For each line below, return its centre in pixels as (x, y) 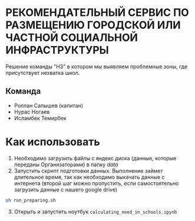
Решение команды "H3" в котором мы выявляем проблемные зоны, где (97, 66)
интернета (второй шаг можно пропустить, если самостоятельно (96, 183)
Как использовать (53, 142)
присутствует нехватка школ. (43, 72)
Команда (23, 91)
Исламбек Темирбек (40, 118)
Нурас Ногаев (32, 111)
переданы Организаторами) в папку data (66, 164)
